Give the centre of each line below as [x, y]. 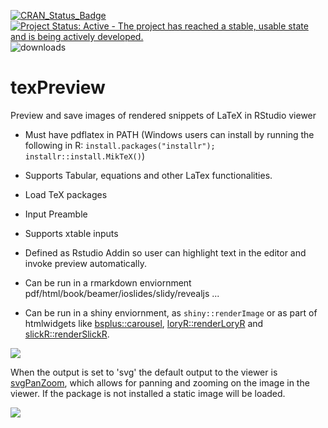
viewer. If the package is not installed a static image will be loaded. [148, 393]
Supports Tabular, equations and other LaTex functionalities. [148, 175]
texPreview [58, 87]
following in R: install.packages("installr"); [120, 145]
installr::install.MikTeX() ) [85, 156]
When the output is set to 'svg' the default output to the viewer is [144, 372]
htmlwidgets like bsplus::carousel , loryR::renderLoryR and [144, 323]
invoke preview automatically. [85, 263]
